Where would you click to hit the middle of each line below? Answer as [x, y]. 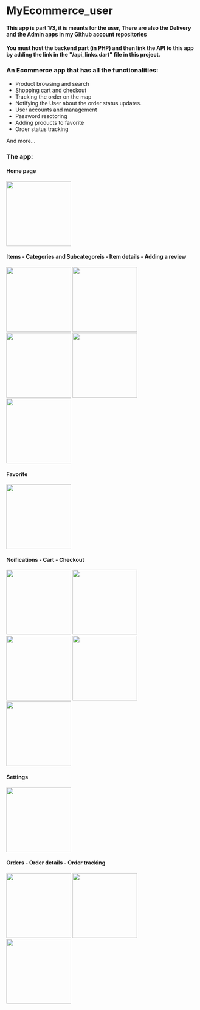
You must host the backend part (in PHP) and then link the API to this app [100, 48]
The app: [20, 156]
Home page [21, 171]
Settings [17, 777]
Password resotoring [41, 116]
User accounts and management [56, 110]
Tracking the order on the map [53, 96]
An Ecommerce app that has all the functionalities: [82, 71]
